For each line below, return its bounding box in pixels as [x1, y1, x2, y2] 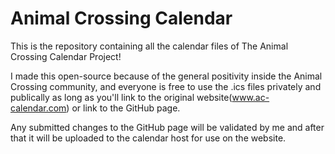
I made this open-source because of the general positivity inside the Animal [10, 70, 323, 82]
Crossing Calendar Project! [10, 50, 122, 62]
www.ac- [231, 91, 270, 103]
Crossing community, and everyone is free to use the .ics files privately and [10, 80, 322, 92]
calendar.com [10, 102, 67, 114]
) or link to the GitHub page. [66, 102, 181, 114]
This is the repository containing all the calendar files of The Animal [10, 40, 289, 52]
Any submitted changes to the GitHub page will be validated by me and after [10, 121, 325, 133]
